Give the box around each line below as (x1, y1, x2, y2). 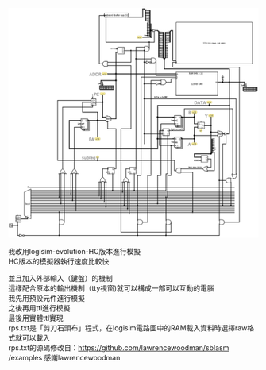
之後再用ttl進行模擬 (8, 303, 71, 313)
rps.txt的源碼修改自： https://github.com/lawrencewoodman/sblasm (8, 343, 229, 353)
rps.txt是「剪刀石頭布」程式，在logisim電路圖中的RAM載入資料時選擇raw (8, 323, 248, 333)
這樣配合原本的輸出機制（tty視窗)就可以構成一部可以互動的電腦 (8, 283, 214, 293)
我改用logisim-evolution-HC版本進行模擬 (8, 247, 141, 256)
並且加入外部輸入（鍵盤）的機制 (8, 274, 113, 283)
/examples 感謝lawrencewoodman (8, 353, 121, 363)
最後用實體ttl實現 (8, 314, 64, 323)
